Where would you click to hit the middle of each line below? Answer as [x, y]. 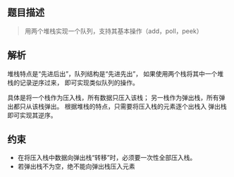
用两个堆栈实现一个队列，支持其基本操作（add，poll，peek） [113, 31]
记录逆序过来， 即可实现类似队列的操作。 [79, 83]
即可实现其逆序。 [32, 115]
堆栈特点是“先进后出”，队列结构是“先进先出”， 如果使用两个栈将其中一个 [112, 73]
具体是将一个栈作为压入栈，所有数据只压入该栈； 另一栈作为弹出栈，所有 [113, 97]
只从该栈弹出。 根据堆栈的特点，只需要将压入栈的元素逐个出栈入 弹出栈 [123, 106]
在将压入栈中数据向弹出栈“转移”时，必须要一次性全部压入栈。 [107, 158]
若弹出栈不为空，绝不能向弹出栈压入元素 [76, 166]
